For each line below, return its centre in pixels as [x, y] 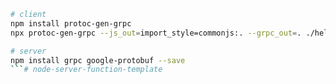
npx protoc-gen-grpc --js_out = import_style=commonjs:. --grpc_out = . [156, 33]
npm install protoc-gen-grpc [71, 23]
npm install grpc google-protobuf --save [98, 60]
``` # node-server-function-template [86, 70]
